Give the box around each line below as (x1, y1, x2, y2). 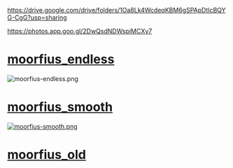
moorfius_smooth (7, 99, 113, 115)
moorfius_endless (7, 52, 115, 67)
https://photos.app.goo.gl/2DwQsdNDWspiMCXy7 (7, 27, 153, 35)
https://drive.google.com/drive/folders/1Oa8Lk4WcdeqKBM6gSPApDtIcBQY (7, 6, 226, 14)
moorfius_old (7, 147, 86, 163)
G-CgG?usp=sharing (7, 13, 67, 22)
